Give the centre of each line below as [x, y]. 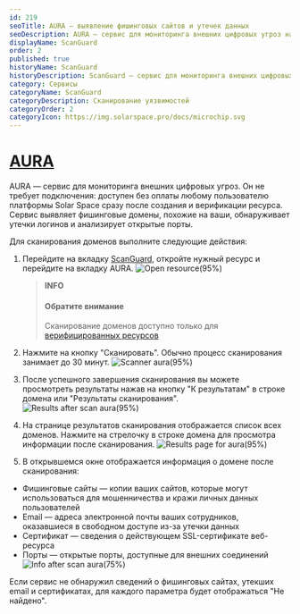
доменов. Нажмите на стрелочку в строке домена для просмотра [149, 435]
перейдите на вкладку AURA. [78, 268]
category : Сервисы [43, 84]
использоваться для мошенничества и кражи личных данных [140, 498]
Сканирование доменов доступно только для [131, 326]
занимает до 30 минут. [66, 362]
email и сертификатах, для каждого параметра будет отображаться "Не [147, 592]
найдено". [28, 601]
